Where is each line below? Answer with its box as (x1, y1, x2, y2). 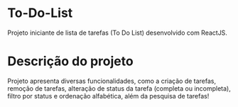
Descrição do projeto (7, 53, 134, 69)
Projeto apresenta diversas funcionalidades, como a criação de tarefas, (7, 77, 217, 85)
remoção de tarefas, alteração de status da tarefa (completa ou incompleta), (7, 84, 231, 93)
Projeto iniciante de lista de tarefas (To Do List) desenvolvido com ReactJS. (7, 28, 227, 37)
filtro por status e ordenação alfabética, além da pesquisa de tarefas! (7, 91, 210, 100)
